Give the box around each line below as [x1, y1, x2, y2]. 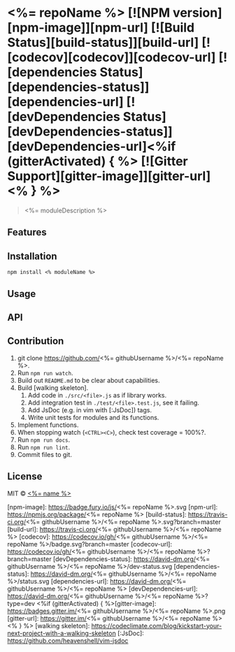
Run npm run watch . [17, 368, 73, 377]
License [7, 470, 43, 483]
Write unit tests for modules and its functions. [27, 413, 159, 421]
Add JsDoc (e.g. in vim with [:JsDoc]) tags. [27, 405, 152, 414]
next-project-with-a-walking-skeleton [7, 629, 117, 637]
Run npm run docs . [17, 435, 71, 444]
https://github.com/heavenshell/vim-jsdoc [7, 636, 129, 644]
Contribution [7, 335, 64, 347]
